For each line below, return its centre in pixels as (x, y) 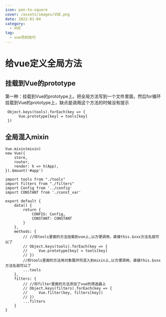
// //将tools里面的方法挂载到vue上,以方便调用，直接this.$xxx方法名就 (89, 237)
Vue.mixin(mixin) (23, 149)
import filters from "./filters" (40, 184)
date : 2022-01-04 (23, 19)
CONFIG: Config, (48, 214)
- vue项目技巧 (23, 38)
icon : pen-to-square (27, 10)
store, (21, 158)
